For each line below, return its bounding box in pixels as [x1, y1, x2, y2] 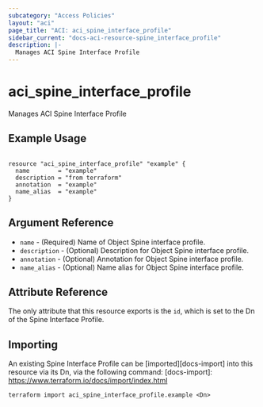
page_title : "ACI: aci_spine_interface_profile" [8, 26, 172, 34]
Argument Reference [8, 216, 114, 230]
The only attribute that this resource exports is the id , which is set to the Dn [8, 306, 255, 316]
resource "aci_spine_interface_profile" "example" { [8, 159, 186, 167]
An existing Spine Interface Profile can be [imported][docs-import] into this [8, 359, 253, 369]
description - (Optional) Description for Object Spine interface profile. [19, 245, 250, 255]
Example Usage [8, 132, 87, 145]
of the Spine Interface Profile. [8, 315, 105, 324]
